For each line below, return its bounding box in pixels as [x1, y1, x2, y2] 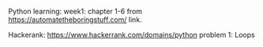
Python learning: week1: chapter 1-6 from [8, 7, 143, 16]
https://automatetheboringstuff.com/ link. [8, 15, 142, 24]
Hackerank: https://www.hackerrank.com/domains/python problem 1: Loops [8, 31, 255, 39]
